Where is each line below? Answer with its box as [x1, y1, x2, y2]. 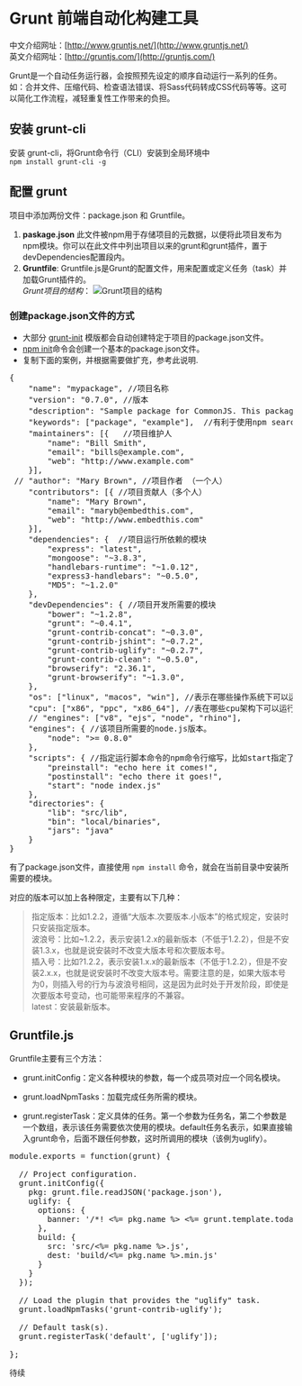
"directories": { [28, 798, 105, 808]
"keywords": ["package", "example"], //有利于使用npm [28, 416, 267, 427]
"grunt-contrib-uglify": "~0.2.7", [47, 645, 204, 655]
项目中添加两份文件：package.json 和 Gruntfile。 [9, 209, 191, 221]
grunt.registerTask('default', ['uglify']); [18, 1331, 218, 1341]
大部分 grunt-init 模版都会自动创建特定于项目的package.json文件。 [22, 332, 269, 342]
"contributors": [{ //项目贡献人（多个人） [28, 487, 207, 497]
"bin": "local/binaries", [47, 816, 162, 826]
